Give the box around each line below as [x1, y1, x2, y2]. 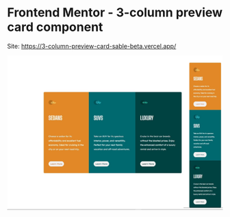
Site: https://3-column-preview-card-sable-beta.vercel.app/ [7, 42, 177, 50]
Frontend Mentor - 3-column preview [7, 5, 223, 21]
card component [7, 19, 103, 35]
